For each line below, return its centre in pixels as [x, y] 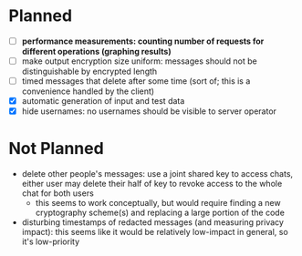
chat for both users [58, 193]
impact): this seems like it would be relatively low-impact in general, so [155, 232]
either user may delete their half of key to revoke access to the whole [152, 184]
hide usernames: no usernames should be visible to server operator [149, 111]
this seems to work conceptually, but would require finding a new [158, 203]
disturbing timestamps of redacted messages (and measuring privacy [153, 222]
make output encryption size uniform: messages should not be [139, 61]
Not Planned [56, 149]
